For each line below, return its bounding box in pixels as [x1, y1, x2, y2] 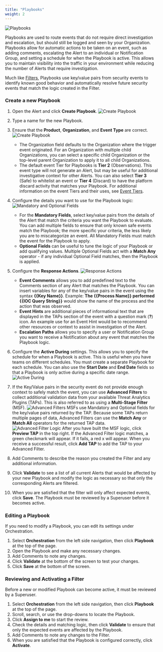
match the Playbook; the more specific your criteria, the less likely [19, 227, 151, 233]
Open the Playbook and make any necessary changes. [12, 548, 121, 554]
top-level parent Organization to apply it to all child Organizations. [19, 157, 151, 163]
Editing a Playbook [5, 512, 50, 519]
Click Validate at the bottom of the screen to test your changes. [12, 558, 140, 564]
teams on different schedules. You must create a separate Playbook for [12, 359, 154, 365]
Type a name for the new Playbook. [12, 118, 83, 123]
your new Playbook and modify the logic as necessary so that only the [12, 475, 153, 481]
